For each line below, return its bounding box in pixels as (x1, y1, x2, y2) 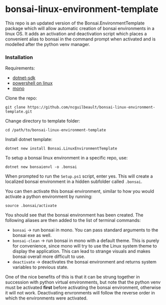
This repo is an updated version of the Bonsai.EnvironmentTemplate (5, 20, 145, 26)
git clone (5, 105, 26, 110)
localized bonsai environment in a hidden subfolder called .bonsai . (5, 178, 142, 184)
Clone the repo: (5, 95, 37, 101)
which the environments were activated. (5, 295, 88, 301)
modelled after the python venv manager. (5, 41, 90, 47)
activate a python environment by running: (5, 193, 92, 199)
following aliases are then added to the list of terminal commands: (5, 217, 141, 223)
